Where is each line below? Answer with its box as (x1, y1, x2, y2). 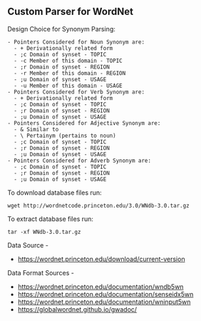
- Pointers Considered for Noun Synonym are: (7, 39, 145, 46)
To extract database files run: (7, 214, 94, 223)
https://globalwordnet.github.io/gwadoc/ (17, 305, 138, 313)
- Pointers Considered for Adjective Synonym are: (7, 119, 161, 127)
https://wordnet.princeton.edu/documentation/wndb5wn (17, 282, 184, 291)
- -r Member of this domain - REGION (14, 69, 126, 77)
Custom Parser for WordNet (7, 6, 134, 18)
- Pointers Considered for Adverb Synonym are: (7, 157, 152, 164)
